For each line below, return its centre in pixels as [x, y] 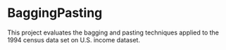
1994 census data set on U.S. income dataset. [74, 39]
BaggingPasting [55, 13]
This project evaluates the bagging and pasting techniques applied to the [113, 32]
